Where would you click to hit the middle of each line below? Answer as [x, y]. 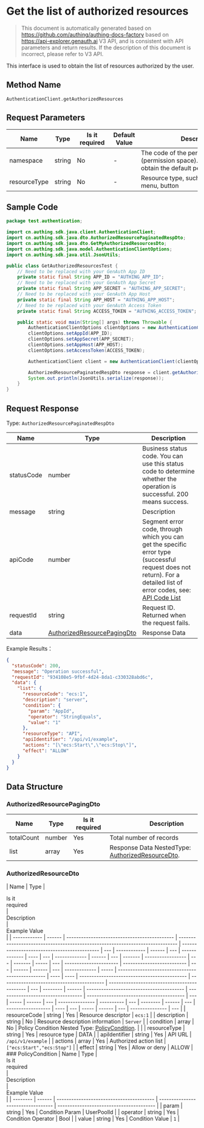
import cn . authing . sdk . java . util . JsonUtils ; [63, 255]
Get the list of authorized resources [97, 11]
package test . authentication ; [45, 221]
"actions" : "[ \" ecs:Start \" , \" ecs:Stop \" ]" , [80, 745]
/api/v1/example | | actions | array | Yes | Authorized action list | [86, 1041]
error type [157, 552]
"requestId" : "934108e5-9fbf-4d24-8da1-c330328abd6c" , [83, 677]
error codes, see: [167, 590]
